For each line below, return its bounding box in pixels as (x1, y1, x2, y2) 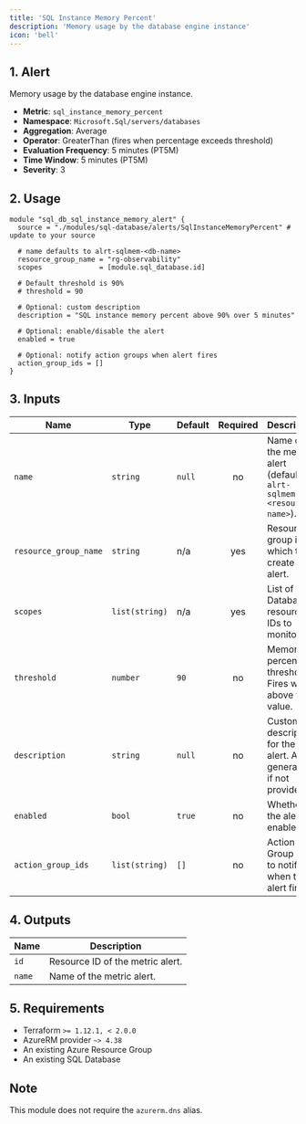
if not (267, 772, 290, 784)
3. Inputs (9, 392, 61, 407)
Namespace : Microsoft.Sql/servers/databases (22, 116, 201, 127)
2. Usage (9, 191, 61, 206)
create (267, 556, 295, 569)
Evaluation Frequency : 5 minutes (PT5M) (22, 145, 179, 156)
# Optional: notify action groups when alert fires (17, 351, 219, 360)
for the (267, 737, 296, 750)
